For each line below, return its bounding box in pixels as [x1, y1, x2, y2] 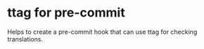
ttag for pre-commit [7, 5, 125, 21]
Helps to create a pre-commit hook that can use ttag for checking [7, 28, 198, 36]
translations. [7, 35, 44, 43]
